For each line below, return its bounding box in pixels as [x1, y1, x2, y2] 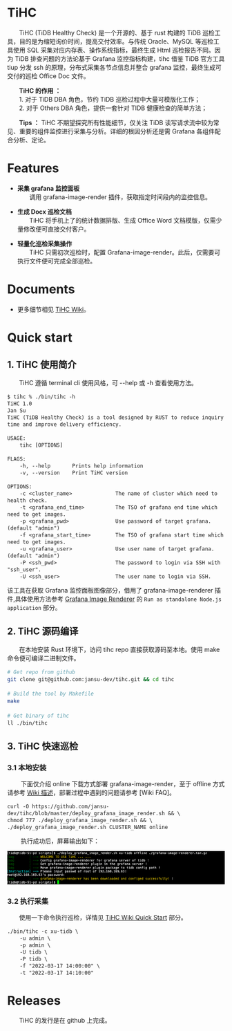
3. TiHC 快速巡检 [7, 741, 79, 752]
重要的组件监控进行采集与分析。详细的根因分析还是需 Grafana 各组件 [19, 127, 215, 136]
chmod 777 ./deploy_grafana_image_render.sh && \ [7, 817, 153, 824]
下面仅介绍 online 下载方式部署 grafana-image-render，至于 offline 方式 [20, 780, 225, 788]
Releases [7, 992, 61, 1008]
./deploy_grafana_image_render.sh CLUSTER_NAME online [7, 824, 168, 831]
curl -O [7, 804, 30, 810]
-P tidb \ [19, 956, 48, 963]
